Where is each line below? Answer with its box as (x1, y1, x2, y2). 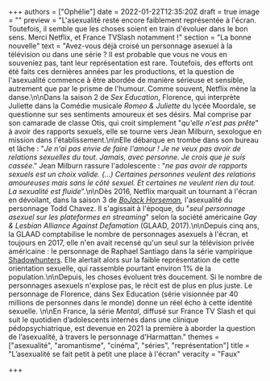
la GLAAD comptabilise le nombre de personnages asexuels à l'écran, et (8, 230, 248, 238)
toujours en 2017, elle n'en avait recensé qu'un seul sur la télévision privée (8, 238, 255, 247)
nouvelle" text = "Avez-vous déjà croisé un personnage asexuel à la (8, 41, 233, 51)
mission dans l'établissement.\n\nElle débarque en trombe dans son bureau (8, 135, 260, 144)
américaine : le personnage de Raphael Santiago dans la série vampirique (8, 246, 253, 256)
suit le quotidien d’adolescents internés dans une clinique (8, 315, 199, 325)
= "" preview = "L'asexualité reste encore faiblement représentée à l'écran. (8, 15, 256, 25)
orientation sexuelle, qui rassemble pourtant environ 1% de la (8, 263, 211, 273)
